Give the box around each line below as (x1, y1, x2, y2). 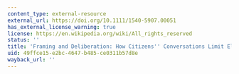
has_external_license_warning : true (7, 23, 116, 30)
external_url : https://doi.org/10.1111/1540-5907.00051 (7, 17, 176, 24)
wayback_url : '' (7, 56, 55, 63)
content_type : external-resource (7, 10, 107, 18)
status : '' (7, 37, 40, 44)
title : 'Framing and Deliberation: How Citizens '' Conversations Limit (7, 43, 224, 50)
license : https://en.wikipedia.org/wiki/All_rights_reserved (7, 30, 193, 37)
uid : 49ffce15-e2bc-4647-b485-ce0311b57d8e (7, 50, 139, 57)
